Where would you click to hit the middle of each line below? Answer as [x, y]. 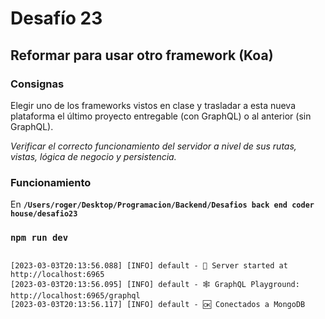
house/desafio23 [44, 214]
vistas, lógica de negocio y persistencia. [93, 156]
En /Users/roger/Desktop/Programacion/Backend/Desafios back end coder [162, 204]
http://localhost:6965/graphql [75, 296]
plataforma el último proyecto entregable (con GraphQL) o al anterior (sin [161, 116]
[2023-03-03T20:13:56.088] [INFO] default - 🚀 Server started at [149, 266]
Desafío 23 [56, 18]
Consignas [37, 84]
